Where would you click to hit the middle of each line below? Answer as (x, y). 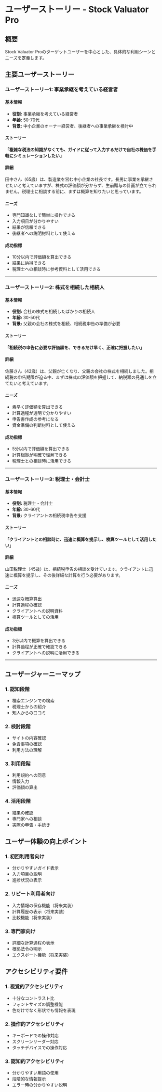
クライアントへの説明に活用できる (46, 653)
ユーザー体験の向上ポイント (46, 842)
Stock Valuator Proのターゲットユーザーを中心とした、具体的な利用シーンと (80, 52)
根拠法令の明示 (27, 949)
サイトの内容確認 (29, 738)
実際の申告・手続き (31, 825)
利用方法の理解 (27, 750)
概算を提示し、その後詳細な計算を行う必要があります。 (68, 575)
